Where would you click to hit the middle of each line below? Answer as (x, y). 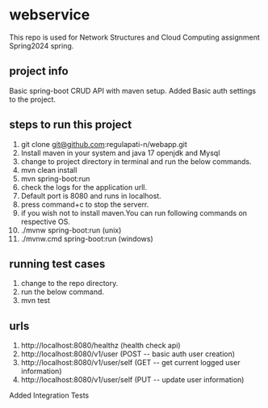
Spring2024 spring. (42, 45)
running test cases (57, 264)
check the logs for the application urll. (84, 187)
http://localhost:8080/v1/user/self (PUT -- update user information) (132, 380)
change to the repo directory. (69, 284)
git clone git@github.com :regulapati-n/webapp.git (104, 144)
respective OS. (46, 221)
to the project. (32, 99)
